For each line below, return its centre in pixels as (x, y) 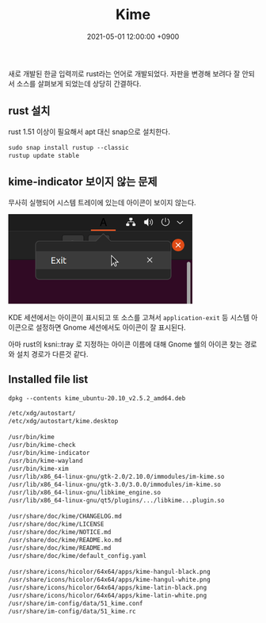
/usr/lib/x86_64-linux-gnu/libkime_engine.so (84, 493)
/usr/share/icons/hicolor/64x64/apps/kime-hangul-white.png (110, 580)
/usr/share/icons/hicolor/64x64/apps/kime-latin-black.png (108, 588)
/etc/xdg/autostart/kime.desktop (63, 422)
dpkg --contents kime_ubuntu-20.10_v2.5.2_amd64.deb (97, 399)
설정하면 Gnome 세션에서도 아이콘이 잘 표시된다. (110, 327)
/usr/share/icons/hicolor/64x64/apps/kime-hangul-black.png (110, 572)
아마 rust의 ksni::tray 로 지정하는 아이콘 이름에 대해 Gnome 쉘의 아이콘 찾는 (125, 344)
